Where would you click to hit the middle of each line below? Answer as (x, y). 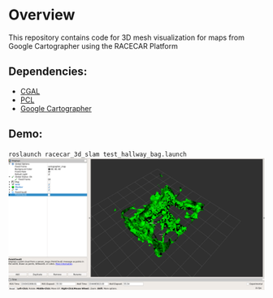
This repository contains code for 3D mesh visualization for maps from (127, 37)
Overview (42, 15)
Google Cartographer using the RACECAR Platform (93, 45)
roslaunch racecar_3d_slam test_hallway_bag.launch (97, 154)
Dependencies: (48, 72)
